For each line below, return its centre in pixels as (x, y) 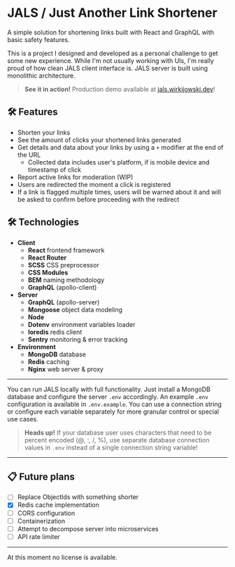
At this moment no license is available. (62, 557)
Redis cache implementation (58, 505)
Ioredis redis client (55, 332)
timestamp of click (55, 169)
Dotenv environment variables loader (81, 324)
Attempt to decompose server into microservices (88, 528)
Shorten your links (44, 132)
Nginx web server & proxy (65, 369)
